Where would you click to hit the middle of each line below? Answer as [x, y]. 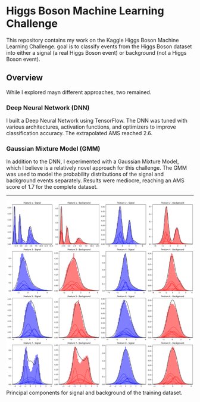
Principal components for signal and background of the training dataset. [94, 393]
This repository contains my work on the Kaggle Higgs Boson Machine [93, 40]
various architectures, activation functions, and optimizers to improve [91, 127]
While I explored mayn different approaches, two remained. [79, 92]
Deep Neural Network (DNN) [48, 107]
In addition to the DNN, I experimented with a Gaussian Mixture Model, [93, 161]
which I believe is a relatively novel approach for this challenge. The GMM [97, 168]
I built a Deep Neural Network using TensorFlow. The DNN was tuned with [97, 121]
